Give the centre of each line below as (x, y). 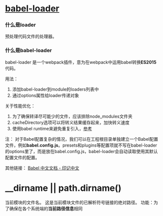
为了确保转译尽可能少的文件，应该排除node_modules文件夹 (72, 116)
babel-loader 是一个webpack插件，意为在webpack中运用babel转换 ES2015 (81, 62)
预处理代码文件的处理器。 (31, 36)
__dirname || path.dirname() (63, 188)
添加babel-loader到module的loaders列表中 (55, 89)
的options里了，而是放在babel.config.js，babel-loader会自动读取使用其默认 (81, 151)
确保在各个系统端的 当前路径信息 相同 (46, 208)
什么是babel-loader (29, 51)
